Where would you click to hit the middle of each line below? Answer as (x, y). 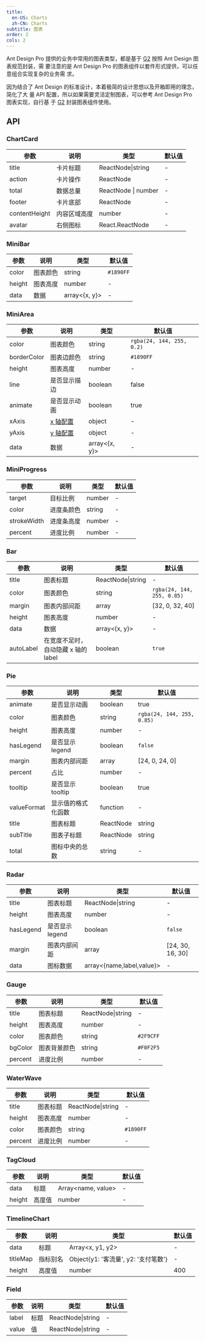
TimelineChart (28, 1219)
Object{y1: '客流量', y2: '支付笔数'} (118, 1259)
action (18, 179)
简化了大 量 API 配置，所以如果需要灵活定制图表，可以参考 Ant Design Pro (99, 94)
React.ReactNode (124, 225)
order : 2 (17, 35)
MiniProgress (27, 469)
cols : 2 (16, 40)
